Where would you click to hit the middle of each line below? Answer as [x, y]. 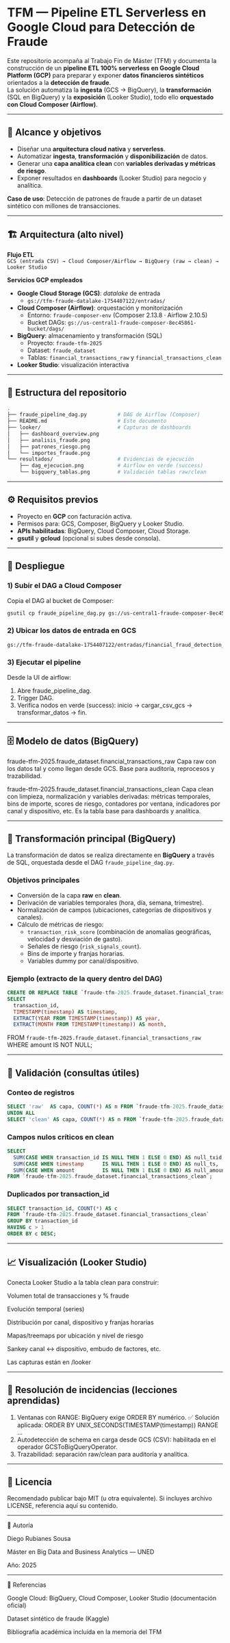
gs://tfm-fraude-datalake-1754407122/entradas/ [96, 301]
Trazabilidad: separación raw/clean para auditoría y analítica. [103, 1454]
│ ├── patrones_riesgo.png [49, 447]
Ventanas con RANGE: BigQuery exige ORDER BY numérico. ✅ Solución [118, 1417]
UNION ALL [21, 1113]
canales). [30, 917]
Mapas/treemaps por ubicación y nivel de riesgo [75, 1335]
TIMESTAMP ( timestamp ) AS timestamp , [65, 1012]
